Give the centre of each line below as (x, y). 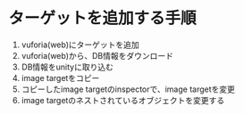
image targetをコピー (60, 77)
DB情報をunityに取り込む (67, 67)
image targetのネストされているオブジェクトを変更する (123, 100)
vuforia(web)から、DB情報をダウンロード (97, 55)
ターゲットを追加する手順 (103, 18)
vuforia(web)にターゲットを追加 (80, 45)
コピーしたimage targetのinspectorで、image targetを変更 (128, 89)
